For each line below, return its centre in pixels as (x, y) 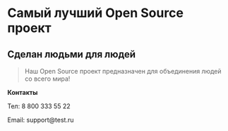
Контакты (23, 92)
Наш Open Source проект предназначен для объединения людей (123, 71)
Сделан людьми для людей (72, 54)
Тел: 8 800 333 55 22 (39, 106)
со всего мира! (47, 79)
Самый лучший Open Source (95, 13)
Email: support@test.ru (41, 120)
